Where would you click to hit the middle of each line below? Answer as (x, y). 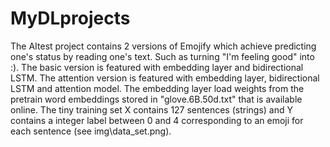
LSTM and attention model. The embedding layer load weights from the (157, 88)
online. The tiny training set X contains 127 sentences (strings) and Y (151, 109)
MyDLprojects (70, 18)
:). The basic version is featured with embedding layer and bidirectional (157, 67)
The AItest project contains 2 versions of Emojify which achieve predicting (163, 46)
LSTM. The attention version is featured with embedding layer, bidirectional (165, 78)
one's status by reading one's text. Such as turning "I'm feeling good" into (162, 56)
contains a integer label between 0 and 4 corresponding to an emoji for (157, 120)
